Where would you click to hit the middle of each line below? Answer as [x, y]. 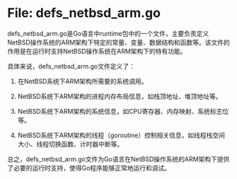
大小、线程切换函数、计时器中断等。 [70, 144]
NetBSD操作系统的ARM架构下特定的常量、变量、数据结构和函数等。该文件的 [118, 42]
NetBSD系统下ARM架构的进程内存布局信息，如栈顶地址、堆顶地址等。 [120, 96]
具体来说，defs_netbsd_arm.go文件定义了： [71, 66]
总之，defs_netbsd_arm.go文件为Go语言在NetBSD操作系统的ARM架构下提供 [118, 159]
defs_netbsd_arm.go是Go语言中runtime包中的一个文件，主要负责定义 [108, 33]
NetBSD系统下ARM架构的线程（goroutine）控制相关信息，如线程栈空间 [121, 135]
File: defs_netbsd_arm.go [84, 13]
